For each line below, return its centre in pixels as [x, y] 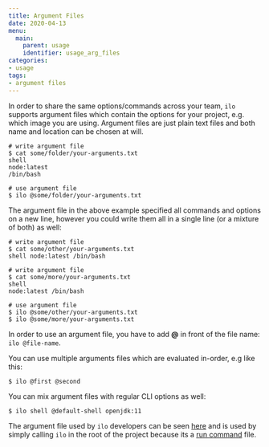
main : [25, 38]
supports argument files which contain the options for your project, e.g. [126, 114]
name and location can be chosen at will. [76, 131]
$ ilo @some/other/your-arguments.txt [73, 312]
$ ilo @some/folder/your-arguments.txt [75, 195]
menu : [17, 30]
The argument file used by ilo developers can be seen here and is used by [132, 425]
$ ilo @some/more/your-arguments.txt [71, 319]
